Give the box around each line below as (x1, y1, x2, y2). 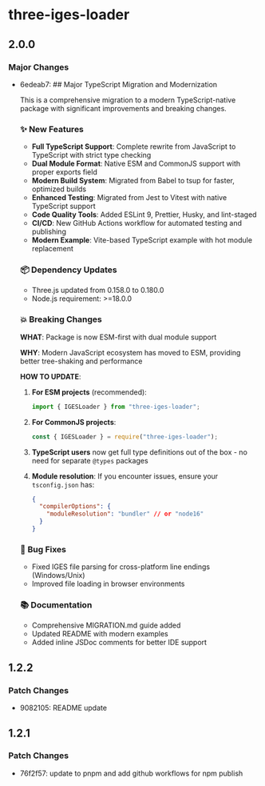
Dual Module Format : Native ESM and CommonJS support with (31, 158, 241, 169)
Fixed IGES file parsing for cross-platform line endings (31, 562, 211, 571)
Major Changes (8, 62, 69, 73)
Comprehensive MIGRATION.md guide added (31, 620, 181, 630)
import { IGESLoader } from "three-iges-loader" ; (31, 403, 201, 411)
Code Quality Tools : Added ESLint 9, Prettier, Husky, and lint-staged (31, 210, 257, 219)
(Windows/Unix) (31, 571, 85, 580)
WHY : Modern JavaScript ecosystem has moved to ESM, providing (19, 347, 241, 357)
